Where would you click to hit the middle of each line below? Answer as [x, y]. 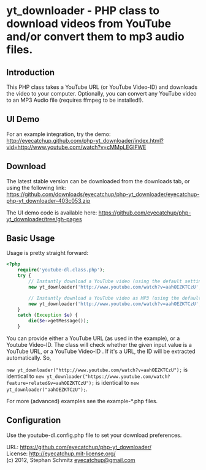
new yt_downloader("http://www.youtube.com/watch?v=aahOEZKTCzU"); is [97, 370]
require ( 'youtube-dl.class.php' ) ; [61, 270]
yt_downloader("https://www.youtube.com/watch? [109, 377]
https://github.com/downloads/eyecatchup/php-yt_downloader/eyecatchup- [103, 194]
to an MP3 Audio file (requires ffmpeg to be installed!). [75, 100]
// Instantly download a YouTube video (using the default [105, 282]
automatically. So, [29, 358]
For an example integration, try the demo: [59, 134]
